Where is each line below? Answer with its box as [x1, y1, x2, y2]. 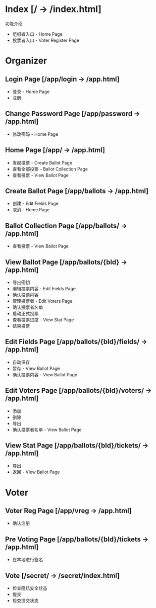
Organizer [5, 55, 47, 67]
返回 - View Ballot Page [12, 469, 60, 475]
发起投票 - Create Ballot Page [12, 160, 73, 166]
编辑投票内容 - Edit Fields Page [12, 286, 76, 291]
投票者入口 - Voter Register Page [12, 37, 79, 43]
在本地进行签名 [12, 557, 43, 563]
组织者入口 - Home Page [12, 31, 63, 37]
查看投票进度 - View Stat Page [12, 317, 74, 323]
